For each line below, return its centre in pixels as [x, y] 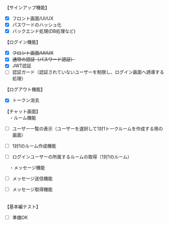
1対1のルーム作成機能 [34, 146]
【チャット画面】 [23, 111]
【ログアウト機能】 [25, 89]
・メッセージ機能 [27, 167]
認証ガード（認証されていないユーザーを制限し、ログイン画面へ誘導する [88, 72]
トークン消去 [26, 100]
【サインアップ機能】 [27, 7]
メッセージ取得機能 [32, 189]
